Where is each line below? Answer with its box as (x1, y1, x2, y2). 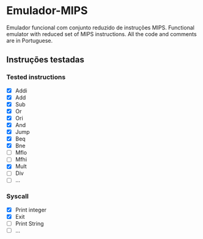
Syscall (6, 192, 29, 200)
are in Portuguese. (6, 37, 53, 44)
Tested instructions (6, 73, 66, 81)
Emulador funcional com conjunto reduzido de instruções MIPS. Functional (6, 24, 194, 31)
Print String (15, 219, 44, 227)
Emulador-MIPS (6, 4, 88, 18)
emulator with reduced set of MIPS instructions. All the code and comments (6, 30, 197, 37)
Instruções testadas (6, 54, 84, 65)
